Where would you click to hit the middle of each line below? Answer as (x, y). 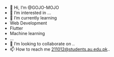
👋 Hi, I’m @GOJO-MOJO (34, 8)
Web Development (28, 23)
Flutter (16, 28)
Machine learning (27, 33)
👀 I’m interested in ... (30, 13)
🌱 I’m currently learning (33, 18)
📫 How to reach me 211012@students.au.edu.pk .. (60, 49)
